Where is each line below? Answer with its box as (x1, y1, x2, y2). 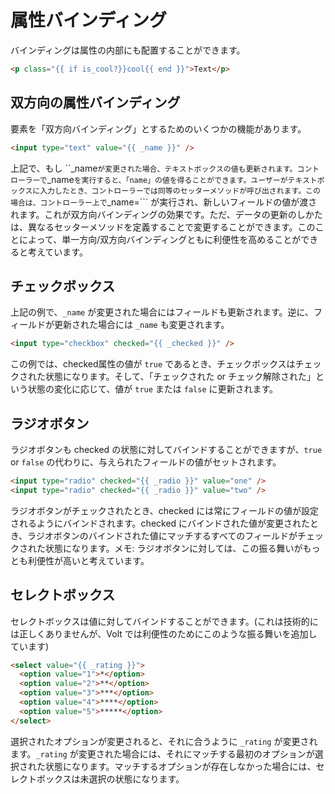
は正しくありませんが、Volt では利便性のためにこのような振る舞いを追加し (10, 627, 318, 640)
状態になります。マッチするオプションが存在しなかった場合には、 (44, 760, 317, 772)
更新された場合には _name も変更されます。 (53, 319, 230, 331)
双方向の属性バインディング (10, 94, 181, 111)
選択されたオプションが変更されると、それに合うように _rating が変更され (10, 735, 318, 747)
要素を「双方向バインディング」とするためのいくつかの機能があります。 (10, 122, 307, 135)
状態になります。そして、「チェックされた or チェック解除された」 (44, 371, 317, 383)
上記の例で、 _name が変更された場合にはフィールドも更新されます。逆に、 (10, 306, 315, 318)
